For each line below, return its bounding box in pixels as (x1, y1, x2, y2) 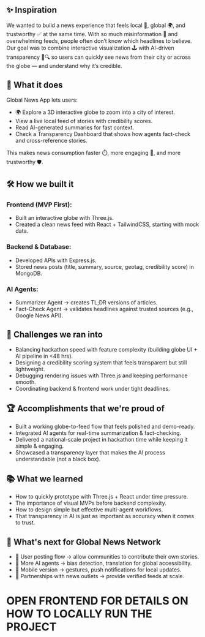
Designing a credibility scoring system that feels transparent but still (15, 358, 187, 366)
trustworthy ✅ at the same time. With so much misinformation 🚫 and (6, 30, 178, 37)
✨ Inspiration (6, 5, 57, 15)
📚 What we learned (6, 473, 83, 484)
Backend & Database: (6, 243, 72, 251)
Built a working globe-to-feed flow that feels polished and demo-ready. (15, 423, 195, 430)
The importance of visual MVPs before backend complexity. (15, 499, 166, 507)
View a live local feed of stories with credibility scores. (15, 117, 153, 124)
